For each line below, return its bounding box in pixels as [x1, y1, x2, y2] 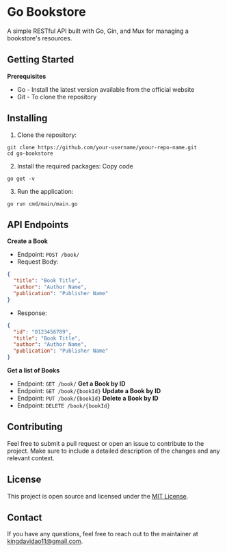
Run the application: [16, 187, 74, 195]
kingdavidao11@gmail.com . [7, 537, 83, 545]
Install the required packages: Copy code [16, 162, 133, 170]
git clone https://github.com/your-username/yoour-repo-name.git [7, 144, 197, 151]
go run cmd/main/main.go [7, 200, 78, 208]
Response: [16, 309, 47, 317]
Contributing [7, 421, 63, 433]
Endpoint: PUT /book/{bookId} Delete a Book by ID [16, 394, 159, 402]
